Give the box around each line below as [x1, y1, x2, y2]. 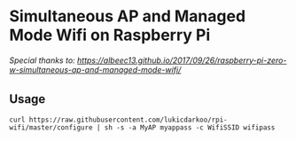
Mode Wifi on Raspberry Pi [9, 25, 211, 45]
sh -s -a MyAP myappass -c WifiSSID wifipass [104, 122, 276, 132]
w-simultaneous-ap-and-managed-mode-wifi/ [9, 64, 182, 74]
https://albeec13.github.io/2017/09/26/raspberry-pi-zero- [76, 55, 287, 66]
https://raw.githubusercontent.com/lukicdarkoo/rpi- [28, 115, 228, 124]
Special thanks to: [9, 55, 75, 66]
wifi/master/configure [9, 122, 93, 132]
